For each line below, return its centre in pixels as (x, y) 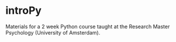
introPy (24, 11)
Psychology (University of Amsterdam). (53, 32)
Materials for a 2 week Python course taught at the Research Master (88, 26)
